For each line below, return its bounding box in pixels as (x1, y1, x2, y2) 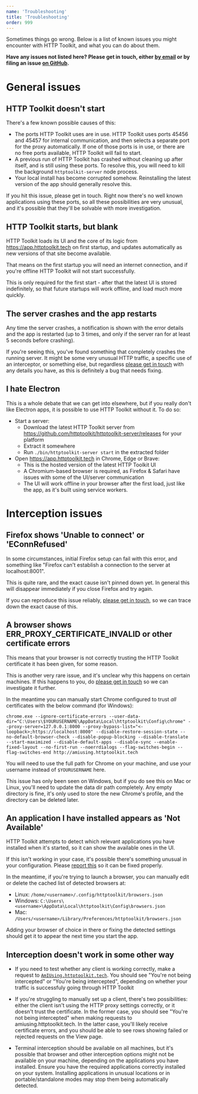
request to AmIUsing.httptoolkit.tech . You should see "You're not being (14, 971, 192, 979)
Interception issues (6, 507, 103, 520)
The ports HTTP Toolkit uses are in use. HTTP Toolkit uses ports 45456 (14, 131, 189, 138)
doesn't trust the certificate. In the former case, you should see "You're (14, 1008, 188, 1015)
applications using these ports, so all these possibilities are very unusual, (6, 199, 184, 206)
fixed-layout (6, 744, 38, 750)
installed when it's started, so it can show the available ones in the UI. (6, 844, 176, 851)
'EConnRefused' (6, 540, 68, 550)
